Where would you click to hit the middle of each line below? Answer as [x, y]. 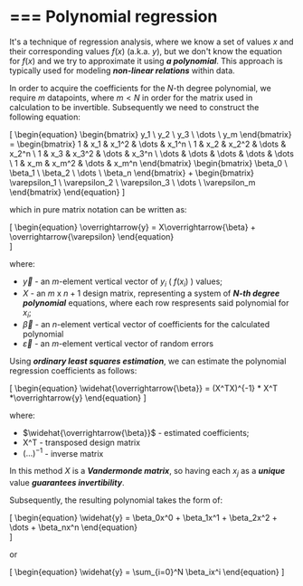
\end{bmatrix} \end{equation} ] [67, 192]
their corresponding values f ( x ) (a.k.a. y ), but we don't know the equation [146, 51]
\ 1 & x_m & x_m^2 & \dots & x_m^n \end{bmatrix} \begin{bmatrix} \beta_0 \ [148, 163]
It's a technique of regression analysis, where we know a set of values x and [151, 42]
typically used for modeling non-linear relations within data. [122, 71]
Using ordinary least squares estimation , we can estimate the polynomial [148, 361]
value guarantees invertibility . [67, 482]
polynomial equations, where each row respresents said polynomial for [156, 302]
